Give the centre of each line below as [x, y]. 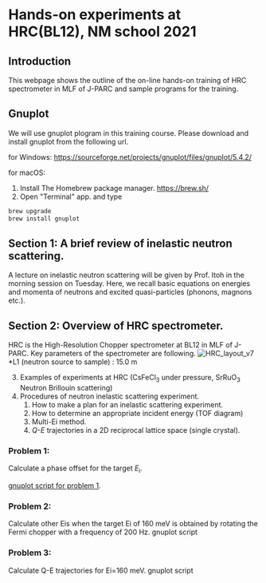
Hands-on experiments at [95, 15]
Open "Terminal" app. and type [71, 196]
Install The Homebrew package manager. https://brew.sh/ [114, 188]
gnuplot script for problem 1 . [55, 486]
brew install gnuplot [44, 218]
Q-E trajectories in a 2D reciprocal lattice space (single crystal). [136, 430]
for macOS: [27, 173]
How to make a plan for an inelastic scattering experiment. [127, 404]
